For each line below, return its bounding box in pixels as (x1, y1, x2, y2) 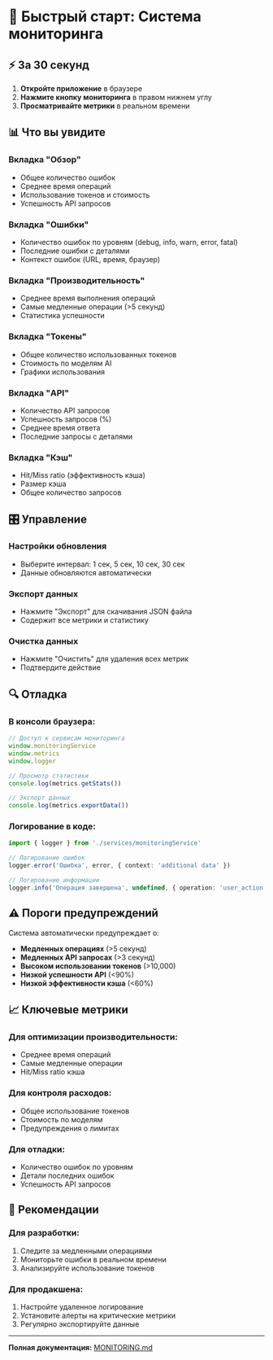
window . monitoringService (8, 742, 96, 750)
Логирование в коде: (8, 821, 96, 833)
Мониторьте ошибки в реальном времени (19, 1254, 167, 1264)
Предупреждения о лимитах (19, 1123, 119, 1133)
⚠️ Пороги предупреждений (8, 907, 158, 921)
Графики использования (19, 366, 106, 377)
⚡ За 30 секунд (8, 58, 89, 72)
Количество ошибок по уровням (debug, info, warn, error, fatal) (19, 237, 238, 247)
